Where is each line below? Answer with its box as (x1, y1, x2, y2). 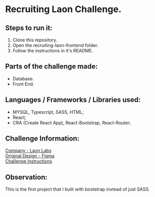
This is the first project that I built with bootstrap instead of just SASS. (5, 186, 150, 192)
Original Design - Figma (5, 153, 55, 159)
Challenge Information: (5, 135, 80, 143)
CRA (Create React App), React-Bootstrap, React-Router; (12, 119, 131, 125)
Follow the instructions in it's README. (12, 48, 93, 53)
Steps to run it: (5, 24, 53, 32)
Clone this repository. (12, 37, 58, 43)
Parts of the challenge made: (5, 62, 98, 71)
